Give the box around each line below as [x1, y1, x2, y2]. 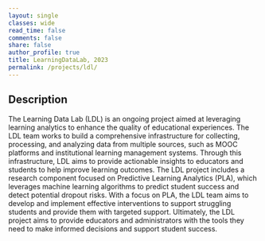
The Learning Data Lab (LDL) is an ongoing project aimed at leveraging [8, 114, 241, 123]
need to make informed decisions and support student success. [8, 224, 217, 233]
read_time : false [8, 26, 66, 34]
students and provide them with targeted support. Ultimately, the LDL [8, 207, 236, 216]
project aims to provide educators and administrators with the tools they [8, 216, 244, 225]
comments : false [8, 33, 62, 42]
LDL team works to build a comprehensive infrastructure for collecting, [8, 130, 240, 140]
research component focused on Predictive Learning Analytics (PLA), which [8, 173, 257, 183]
